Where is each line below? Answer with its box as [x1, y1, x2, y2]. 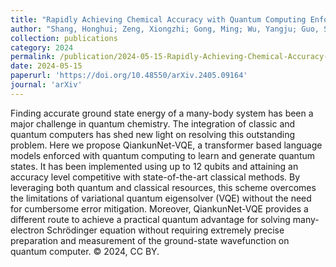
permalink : [10, 52, 56, 62]
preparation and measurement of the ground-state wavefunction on [10, 234, 290, 246]
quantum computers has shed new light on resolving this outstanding [10, 128, 296, 140]
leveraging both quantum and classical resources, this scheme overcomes [10, 181, 317, 193]
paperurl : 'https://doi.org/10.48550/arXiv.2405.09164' [10, 71, 248, 81]
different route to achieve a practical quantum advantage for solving [10, 213, 291, 225]
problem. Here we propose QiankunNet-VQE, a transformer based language [10, 139, 323, 151]
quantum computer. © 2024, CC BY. [10, 245, 160, 257]
